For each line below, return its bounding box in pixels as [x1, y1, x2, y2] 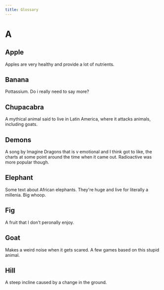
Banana [5, 76, 29, 84]
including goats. [5, 122, 38, 127]
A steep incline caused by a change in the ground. [5, 280, 107, 286]
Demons [5, 135, 32, 144]
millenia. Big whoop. [5, 192, 46, 198]
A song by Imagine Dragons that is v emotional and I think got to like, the [5, 149, 152, 155]
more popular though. [5, 159, 49, 166]
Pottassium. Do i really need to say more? [5, 88, 90, 94]
